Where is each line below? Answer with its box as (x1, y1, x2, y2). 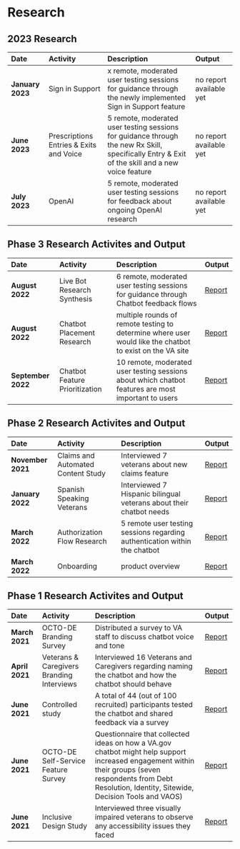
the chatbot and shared (94, 708, 174, 718)
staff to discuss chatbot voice (94, 632, 194, 642)
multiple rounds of (116, 310, 178, 320)
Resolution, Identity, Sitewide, (94, 783, 194, 793)
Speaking (56, 493, 89, 503)
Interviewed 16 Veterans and (94, 653, 192, 663)
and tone (94, 640, 125, 650)
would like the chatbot (116, 336, 191, 346)
